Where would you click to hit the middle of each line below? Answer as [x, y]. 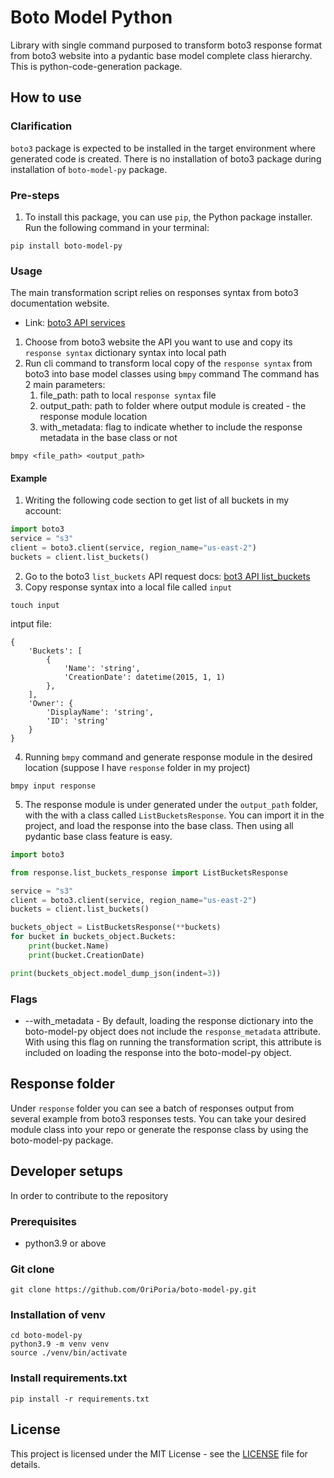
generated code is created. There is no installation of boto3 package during [166, 158]
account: [43, 511]
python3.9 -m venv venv [60, 1344]
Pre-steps [35, 195]
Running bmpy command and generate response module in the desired [168, 757]
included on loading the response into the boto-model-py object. [158, 1052]
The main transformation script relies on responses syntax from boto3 [154, 293]
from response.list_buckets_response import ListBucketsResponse [149, 872]
